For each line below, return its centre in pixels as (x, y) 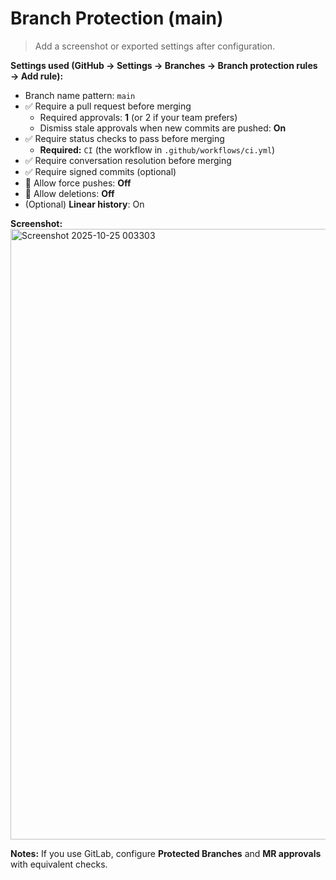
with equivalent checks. (59, 864)
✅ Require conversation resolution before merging (128, 160)
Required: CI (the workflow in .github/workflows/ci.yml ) (157, 149)
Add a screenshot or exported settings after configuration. (155, 46)
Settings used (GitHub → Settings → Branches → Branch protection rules (164, 65)
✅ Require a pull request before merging (108, 106)
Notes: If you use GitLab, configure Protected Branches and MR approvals (166, 853)
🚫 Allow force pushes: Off (78, 183)
